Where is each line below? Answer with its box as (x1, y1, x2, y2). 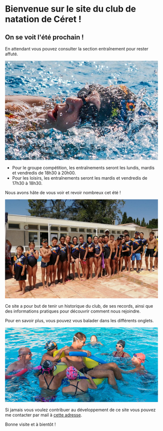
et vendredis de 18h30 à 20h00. (12, 170, 76, 176)
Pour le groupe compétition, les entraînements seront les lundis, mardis (12, 165, 155, 170)
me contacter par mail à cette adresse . (5, 412, 82, 418)
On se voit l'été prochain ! (5, 33, 84, 41)
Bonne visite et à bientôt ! (5, 421, 56, 428)
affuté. (5, 51, 18, 57)
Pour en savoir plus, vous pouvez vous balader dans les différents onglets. (5, 318, 154, 324)
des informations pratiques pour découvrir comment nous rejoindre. (5, 308, 141, 314)
